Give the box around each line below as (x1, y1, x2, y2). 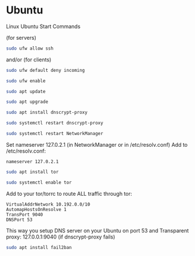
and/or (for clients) (6, 56, 52, 63)
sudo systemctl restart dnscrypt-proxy (6, 120, 104, 126)
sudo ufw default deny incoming (6, 67, 85, 73)
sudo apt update (6, 88, 46, 94)
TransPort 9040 (6, 212, 43, 217)
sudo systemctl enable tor (6, 179, 72, 185)
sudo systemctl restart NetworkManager (6, 131, 104, 137)
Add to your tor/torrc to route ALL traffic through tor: (6, 190, 132, 197)
